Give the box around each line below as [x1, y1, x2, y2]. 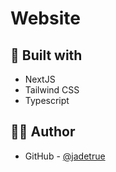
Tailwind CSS [24, 84, 80, 96]
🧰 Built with [10, 47, 83, 64]
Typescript [24, 95, 70, 106]
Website [10, 7, 81, 30]
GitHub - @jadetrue [24, 150, 106, 162]
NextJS [24, 73, 56, 85]
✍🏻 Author [10, 123, 76, 141]
